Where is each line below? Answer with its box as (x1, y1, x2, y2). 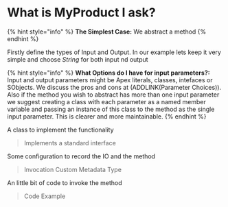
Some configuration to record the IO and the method (7, 152, 156, 160)
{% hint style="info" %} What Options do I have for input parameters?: (7, 69, 211, 77)
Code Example (23, 192, 66, 200)
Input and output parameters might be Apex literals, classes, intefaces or (7, 75, 213, 84)
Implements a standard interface (23, 138, 117, 147)
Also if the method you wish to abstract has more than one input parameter (7, 90, 220, 99)
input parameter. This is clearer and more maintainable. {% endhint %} (7, 112, 207, 121)
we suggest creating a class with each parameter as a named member (7, 97, 206, 106)
